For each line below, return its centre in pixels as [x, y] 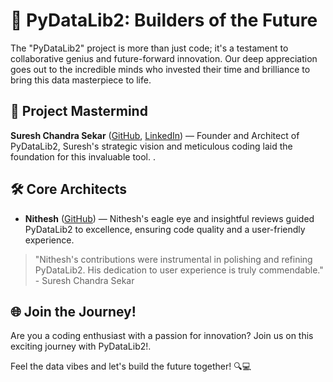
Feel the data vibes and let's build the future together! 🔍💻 [131, 366]
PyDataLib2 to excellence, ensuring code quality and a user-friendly [165, 229]
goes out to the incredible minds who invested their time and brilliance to [160, 69]
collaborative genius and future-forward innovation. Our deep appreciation [164, 58]
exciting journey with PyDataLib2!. [81, 346]
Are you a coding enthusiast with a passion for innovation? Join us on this [162, 336]
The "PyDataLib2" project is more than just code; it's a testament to [149, 48]
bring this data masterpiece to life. [81, 80]
